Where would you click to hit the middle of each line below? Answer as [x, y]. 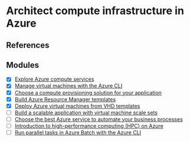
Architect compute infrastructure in [95, 11]
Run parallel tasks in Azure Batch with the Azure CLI [78, 132]
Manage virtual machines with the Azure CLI [68, 86]
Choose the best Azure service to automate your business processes [99, 119]
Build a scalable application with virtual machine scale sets [86, 113]
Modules [23, 65]
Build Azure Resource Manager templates [65, 99]
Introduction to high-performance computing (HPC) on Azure [89, 126]
